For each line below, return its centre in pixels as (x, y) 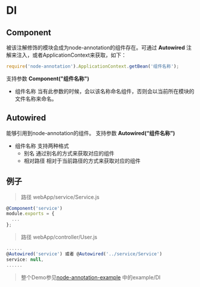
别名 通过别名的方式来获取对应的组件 (69, 153)
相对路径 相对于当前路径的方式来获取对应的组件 (82, 161)
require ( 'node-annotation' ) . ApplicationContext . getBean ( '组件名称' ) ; (93, 66)
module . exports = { (30, 214)
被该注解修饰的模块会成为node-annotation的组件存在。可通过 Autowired (96, 48)
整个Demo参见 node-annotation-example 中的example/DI (91, 277)
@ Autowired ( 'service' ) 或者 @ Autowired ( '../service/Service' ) (84, 254)
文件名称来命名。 (36, 99)
